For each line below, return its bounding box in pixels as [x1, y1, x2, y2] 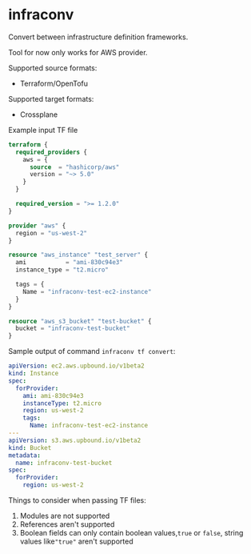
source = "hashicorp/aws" [29, 163, 120, 171]
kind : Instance [8, 370, 59, 378]
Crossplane [19, 110, 58, 119]
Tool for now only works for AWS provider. [8, 47, 148, 57]
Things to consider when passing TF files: [8, 496, 146, 505]
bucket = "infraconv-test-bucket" [15, 324, 130, 333]
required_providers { [15, 148, 88, 156]
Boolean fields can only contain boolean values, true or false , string [19, 528, 244, 538]
